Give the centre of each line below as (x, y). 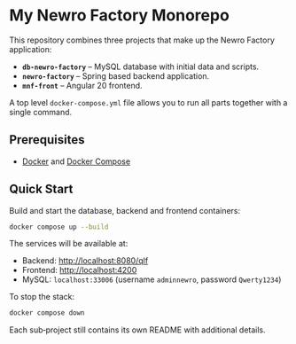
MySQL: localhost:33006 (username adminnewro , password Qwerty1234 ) (152, 279)
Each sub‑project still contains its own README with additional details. (137, 330)
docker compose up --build (59, 227)
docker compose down (47, 313)
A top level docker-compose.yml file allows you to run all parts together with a (148, 102)
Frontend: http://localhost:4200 (79, 270)
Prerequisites (47, 140)
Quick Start (41, 189)
